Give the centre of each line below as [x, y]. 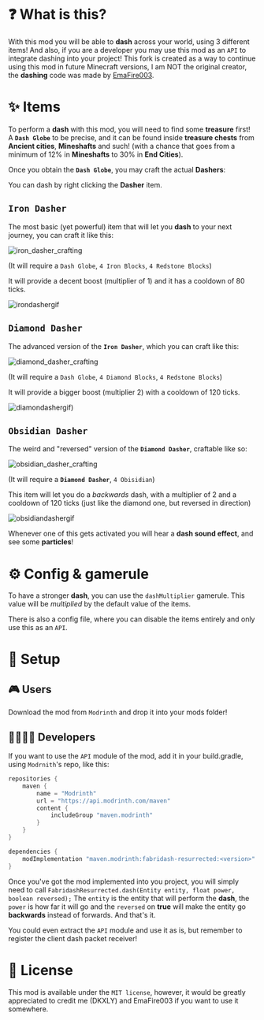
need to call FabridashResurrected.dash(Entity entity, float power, [122, 889]
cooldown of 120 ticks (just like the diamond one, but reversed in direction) [130, 503]
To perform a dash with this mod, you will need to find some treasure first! [129, 129]
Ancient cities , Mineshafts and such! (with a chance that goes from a [122, 146]
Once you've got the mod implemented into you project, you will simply [123, 881]
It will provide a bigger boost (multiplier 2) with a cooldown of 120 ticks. [124, 392]
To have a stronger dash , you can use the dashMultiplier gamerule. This [127, 595]
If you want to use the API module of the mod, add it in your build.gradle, [126, 756]
